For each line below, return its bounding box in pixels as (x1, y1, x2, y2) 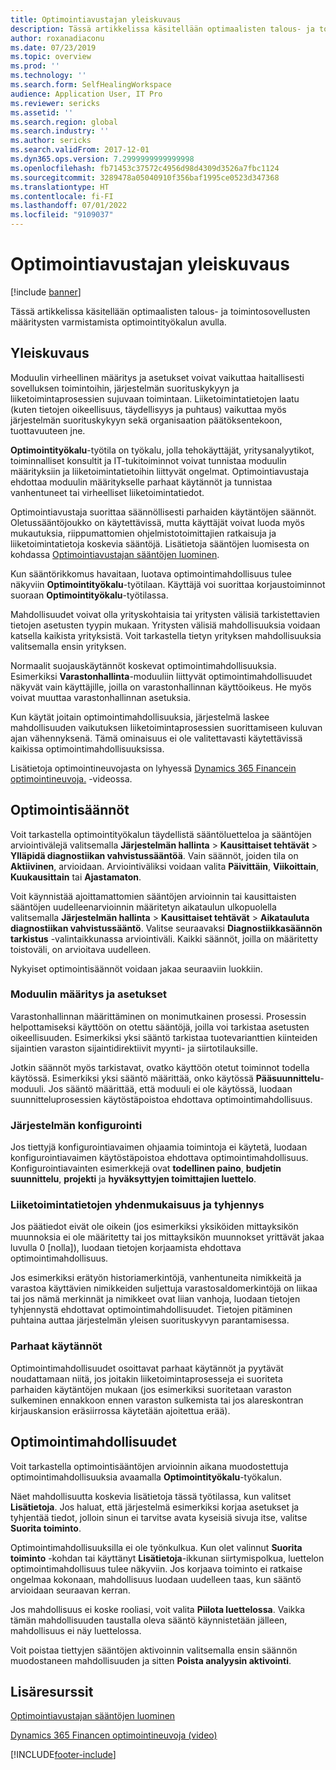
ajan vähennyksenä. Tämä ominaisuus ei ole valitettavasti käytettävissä (10, 732, 303, 744)
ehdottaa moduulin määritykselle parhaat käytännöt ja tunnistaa (10, 476, 273, 488)
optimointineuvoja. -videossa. (10, 772, 133, 785)
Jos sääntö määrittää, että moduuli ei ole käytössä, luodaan (48, 1082, 293, 1095)
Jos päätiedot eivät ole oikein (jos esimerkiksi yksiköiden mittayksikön (10, 1221, 299, 1233)
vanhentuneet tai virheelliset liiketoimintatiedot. (10, 486, 205, 498)
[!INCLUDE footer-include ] (10, 1749, 117, 1761)
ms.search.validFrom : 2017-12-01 (10, 145, 150, 155)
